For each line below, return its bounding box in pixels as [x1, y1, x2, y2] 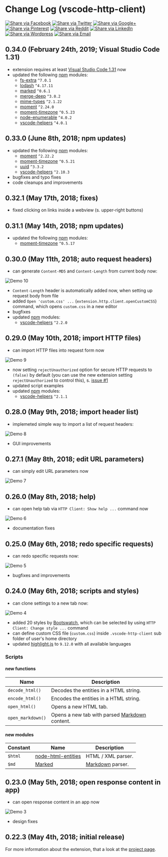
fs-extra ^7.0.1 [19, 77, 51, 83]
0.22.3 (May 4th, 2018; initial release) [5, 833, 125, 841]
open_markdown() [7, 715, 46, 721]
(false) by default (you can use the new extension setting [12, 372, 132, 378]
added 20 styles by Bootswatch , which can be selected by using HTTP [12, 620, 156, 626]
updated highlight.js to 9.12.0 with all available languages [12, 641, 131, 647]
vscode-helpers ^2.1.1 [19, 393, 67, 399]
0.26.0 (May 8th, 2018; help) [5, 492, 96, 501]
